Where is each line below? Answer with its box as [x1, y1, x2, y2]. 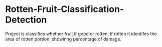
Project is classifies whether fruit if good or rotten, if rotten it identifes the [5, 30, 157, 36]
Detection [5, 14, 47, 25]
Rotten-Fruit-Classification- [5, 3, 124, 15]
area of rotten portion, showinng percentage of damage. [5, 36, 122, 42]
